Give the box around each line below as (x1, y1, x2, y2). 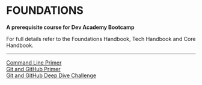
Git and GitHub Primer (6, 65, 61, 72)
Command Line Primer (6, 58, 62, 66)
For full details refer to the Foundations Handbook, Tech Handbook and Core (6, 35, 196, 42)
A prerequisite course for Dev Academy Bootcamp (6, 24, 135, 31)
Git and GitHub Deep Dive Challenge (6, 72, 97, 79)
